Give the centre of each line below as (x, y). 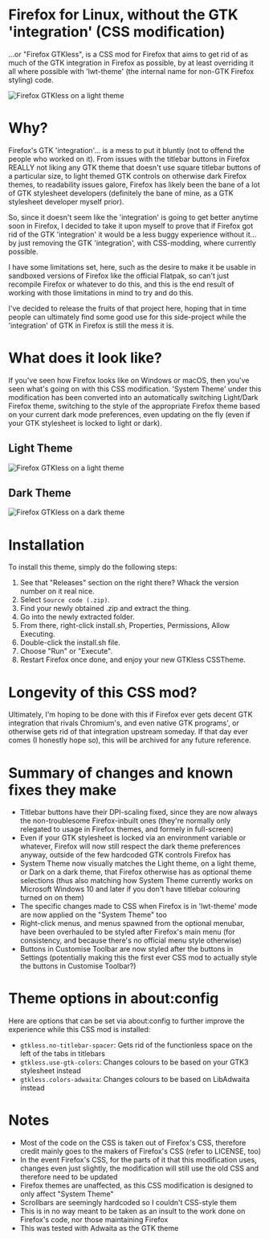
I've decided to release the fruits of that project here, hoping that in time (127, 308)
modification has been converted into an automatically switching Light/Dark (133, 397)
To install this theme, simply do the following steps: (93, 567)
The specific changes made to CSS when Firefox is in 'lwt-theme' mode (139, 907)
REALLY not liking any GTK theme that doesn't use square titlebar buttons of (134, 167)
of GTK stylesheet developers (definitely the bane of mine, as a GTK (121, 193)
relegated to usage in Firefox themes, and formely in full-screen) (127, 829)
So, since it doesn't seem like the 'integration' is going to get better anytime (133, 217)
